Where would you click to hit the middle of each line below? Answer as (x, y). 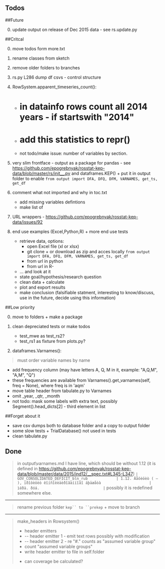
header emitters (41, 531)
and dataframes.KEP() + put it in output (111, 173)
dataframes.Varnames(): (37, 351)
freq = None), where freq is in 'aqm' (48, 385)
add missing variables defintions (52, 202)
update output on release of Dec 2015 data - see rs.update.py (75, 30)
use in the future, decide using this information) (68, 298)
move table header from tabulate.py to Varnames (62, 391)
